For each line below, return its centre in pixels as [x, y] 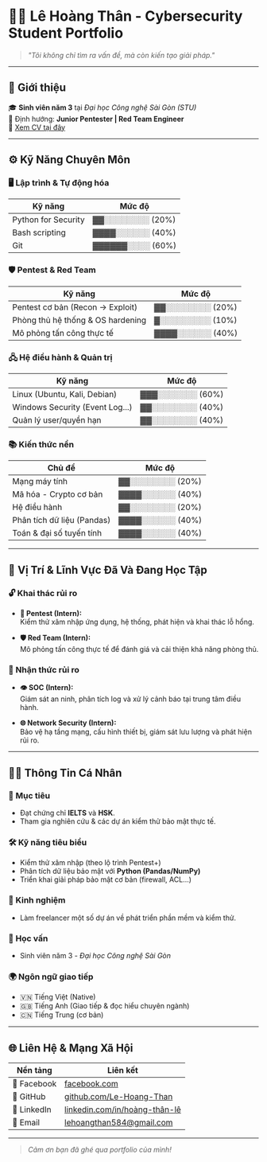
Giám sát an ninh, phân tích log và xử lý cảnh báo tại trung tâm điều [130, 699]
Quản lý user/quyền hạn [57, 420]
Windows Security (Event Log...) [72, 407]
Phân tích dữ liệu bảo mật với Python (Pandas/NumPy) [110, 871]
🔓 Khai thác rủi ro [43, 593]
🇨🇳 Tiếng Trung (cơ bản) [62, 1015]
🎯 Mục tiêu [29, 795]
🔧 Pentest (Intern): [50, 614]
